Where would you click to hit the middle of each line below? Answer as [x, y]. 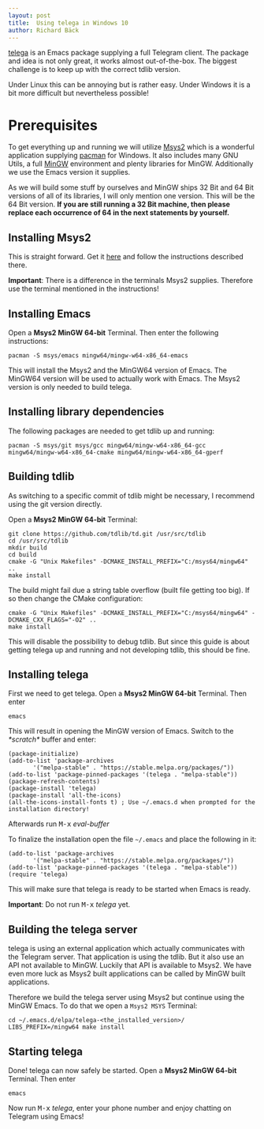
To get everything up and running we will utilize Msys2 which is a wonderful [131, 147]
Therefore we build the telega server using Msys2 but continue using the [126, 998]
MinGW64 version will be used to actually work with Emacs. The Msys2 [124, 378]
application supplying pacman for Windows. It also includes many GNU [123, 156]
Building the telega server [73, 929]
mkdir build [28, 548]
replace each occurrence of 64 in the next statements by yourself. [119, 213]
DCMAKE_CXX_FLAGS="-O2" [47, 620]
